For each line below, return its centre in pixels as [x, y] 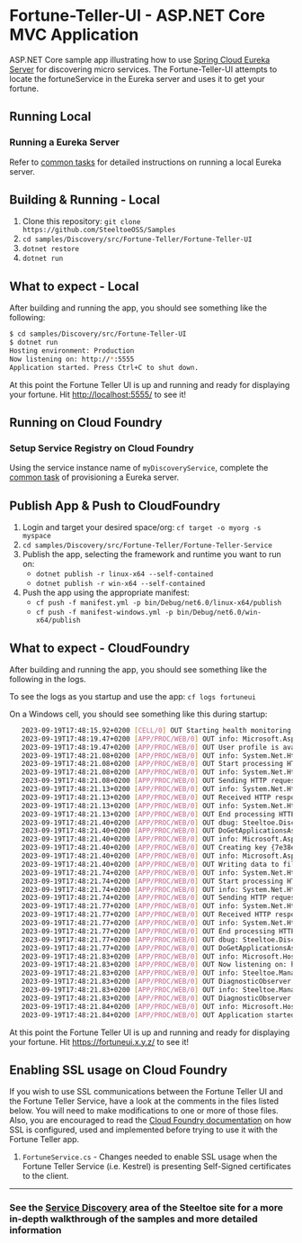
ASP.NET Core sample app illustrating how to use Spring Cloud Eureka [140, 59]
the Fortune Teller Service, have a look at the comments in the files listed [144, 1101]
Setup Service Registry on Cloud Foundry [102, 448]
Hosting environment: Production [72, 351]
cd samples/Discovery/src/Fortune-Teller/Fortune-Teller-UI [137, 239]
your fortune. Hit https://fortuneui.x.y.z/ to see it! [99, 1041]
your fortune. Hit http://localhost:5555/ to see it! [98, 394]
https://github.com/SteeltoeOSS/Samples [99, 230]
